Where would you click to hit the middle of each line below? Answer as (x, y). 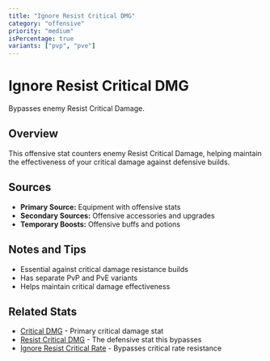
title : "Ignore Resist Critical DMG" (72, 16)
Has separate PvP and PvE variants (79, 278)
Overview (34, 134)
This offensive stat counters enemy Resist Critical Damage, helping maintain (135, 153)
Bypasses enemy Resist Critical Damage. (77, 108)
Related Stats (43, 311)
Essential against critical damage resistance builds (104, 269)
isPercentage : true (41, 38)
